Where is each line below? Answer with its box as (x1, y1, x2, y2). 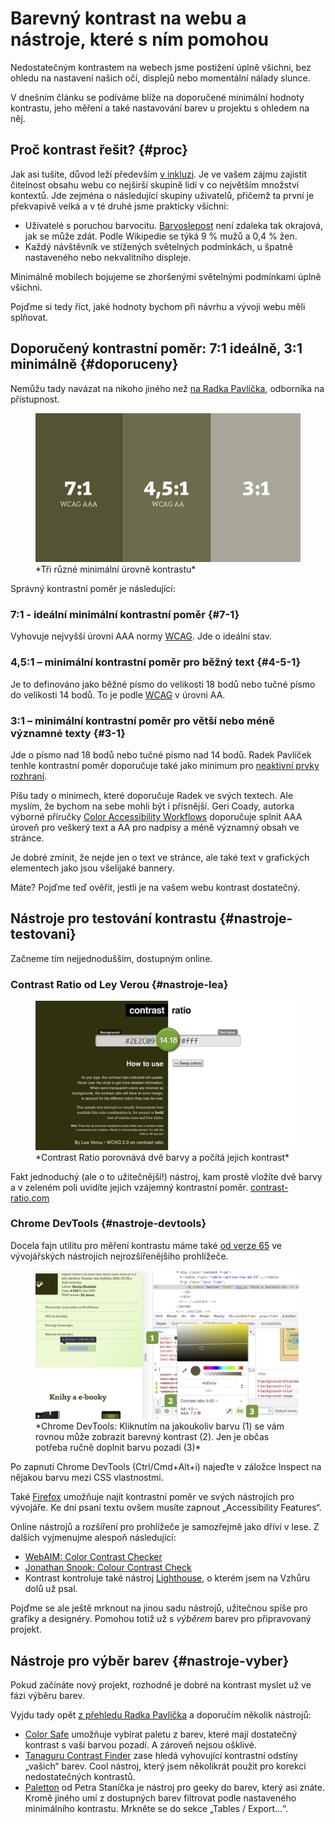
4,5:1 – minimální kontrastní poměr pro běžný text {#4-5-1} (10, 655, 302, 669)
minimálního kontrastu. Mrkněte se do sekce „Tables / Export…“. (24, 1803, 289, 1815)
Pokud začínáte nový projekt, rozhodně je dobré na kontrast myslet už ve (10, 1679, 312, 1691)
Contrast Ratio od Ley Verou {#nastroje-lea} (10, 977, 229, 991)
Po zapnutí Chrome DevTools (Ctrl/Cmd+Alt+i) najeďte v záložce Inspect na (10, 1461, 322, 1473)
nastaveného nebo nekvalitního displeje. (24, 251, 192, 263)
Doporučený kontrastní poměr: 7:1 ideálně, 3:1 (10, 340, 303, 357)
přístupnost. (10, 393, 60, 405)
